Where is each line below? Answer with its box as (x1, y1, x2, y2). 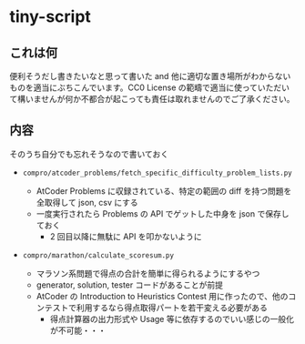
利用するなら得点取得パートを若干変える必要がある (76, 302, 269, 313)
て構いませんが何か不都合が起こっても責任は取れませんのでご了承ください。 (9, 94, 295, 104)
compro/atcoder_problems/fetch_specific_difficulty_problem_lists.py (22, 168, 293, 177)
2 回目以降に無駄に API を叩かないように (49, 230, 202, 242)
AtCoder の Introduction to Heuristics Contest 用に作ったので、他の (36, 290, 289, 301)
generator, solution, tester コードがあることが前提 (36, 279, 223, 290)
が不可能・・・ (49, 325, 107, 336)
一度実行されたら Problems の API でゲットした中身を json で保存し (36, 207, 290, 219)
